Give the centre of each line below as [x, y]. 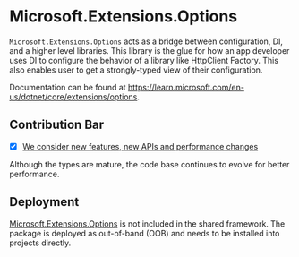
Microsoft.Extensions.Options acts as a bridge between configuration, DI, [146, 41]
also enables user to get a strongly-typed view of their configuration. [136, 70]
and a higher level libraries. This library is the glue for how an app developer [149, 50]
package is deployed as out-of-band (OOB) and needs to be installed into [145, 233]
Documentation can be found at [68, 87]
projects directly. [40, 243]
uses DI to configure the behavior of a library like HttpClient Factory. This [144, 60]
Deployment [44, 202]
